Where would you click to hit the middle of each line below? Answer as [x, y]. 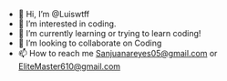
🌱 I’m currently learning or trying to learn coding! [109, 33]
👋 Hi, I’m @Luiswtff [54, 14]
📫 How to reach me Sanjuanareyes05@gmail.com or [118, 53]
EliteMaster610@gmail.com [69, 66]
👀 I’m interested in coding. [67, 24]
